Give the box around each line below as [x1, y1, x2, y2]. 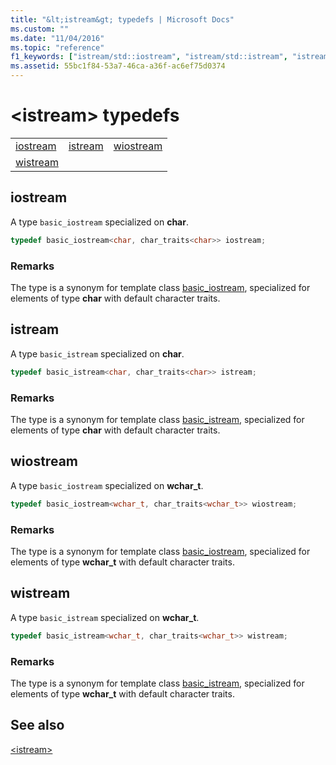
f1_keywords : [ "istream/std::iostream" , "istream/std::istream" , [10, 52, 288, 62]
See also [10, 717, 65, 734]
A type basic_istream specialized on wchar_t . [10, 611, 200, 623]
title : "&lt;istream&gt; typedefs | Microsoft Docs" [10, 14, 235, 25]
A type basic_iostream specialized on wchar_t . [10, 479, 204, 491]
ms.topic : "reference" [10, 42, 105, 53]
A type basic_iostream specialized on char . [10, 216, 189, 228]
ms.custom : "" [10, 24, 70, 34]
